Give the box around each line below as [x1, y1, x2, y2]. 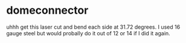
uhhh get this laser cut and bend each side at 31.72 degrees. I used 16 [6, 23, 181, 30]
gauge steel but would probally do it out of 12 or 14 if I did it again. [6, 29, 170, 36]
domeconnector [6, 4, 89, 17]
